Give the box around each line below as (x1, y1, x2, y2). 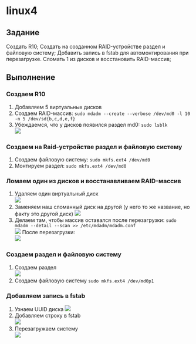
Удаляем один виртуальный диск (14, 190, 99, 197)
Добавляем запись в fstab (6, 292, 86, 300)
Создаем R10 (6, 90, 46, 98)
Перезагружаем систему (14, 325, 78, 332)
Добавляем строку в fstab (14, 312, 81, 319)
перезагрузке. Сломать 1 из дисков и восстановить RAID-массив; (6, 56, 171, 62)
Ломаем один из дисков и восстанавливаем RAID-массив (6, 177, 181, 185)
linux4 (6, 4, 38, 18)
